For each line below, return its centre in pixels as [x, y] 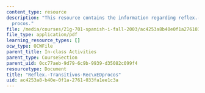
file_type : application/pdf [42, 35]
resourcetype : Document [37, 69]
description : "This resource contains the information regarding [91, 18]
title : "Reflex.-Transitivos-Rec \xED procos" [64, 75]
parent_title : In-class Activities [52, 52]
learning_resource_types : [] [43, 40]
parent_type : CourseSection [42, 58]
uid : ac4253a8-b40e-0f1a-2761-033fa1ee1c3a [63, 80]
